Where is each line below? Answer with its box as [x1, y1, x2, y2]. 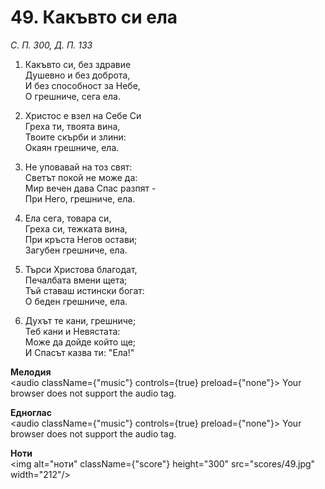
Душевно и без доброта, [24, 69, 131, 81]
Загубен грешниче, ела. [24, 244, 128, 256]
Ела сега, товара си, [24, 212, 112, 224]
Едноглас [10, 406, 52, 418]
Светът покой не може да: [24, 171, 138, 183]
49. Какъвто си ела [10, 6, 178, 29]
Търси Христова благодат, [24, 263, 138, 275]
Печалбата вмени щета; [24, 274, 128, 286]
